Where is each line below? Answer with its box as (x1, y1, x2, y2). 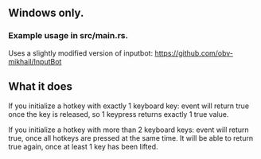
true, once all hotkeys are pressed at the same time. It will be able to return (8, 133, 254, 142)
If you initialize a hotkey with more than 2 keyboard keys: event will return (8, 125, 249, 134)
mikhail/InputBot (8, 56, 62, 66)
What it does (8, 79, 73, 94)
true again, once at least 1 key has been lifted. (8, 142, 158, 151)
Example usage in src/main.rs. (8, 30, 129, 41)
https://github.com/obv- (154, 48, 233, 58)
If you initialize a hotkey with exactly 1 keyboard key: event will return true (8, 101, 249, 111)
